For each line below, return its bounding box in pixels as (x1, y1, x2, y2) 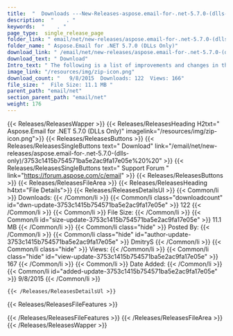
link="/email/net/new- (155, 142, 218, 150)
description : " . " (7, 17, 76, 24)
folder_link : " (7, 36, 51, 43)
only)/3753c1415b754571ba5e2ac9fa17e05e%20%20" (7, 156, 162, 165)
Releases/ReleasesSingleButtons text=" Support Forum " (7, 164, 169, 172)
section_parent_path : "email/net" (7, 94, 107, 101)
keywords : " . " (7, 23, 67, 30)
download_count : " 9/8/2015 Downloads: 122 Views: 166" (7, 74, 185, 82)
